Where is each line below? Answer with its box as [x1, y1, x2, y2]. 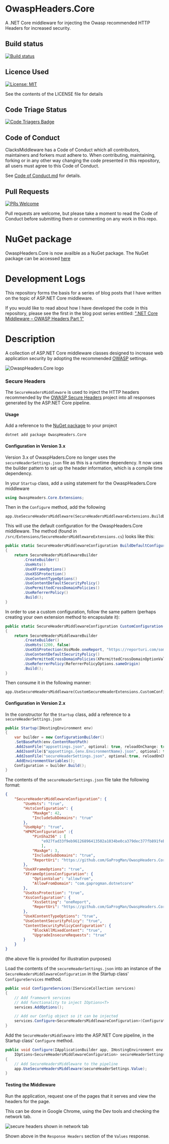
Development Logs [5, 273, 86, 285]
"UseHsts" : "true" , [23, 801, 64, 807]
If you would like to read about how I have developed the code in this [5, 305, 148, 311]
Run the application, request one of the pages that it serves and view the [5, 1093, 156, 1099]
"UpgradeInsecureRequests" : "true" [32, 932, 107, 938]
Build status [5, 40, 44, 48]
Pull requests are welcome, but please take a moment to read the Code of [5, 210, 158, 216]
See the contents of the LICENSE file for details [5, 91, 103, 97]
